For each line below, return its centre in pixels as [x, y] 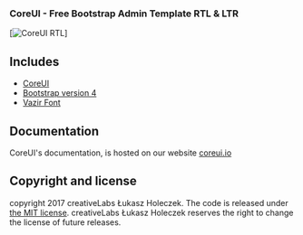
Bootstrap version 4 [59, 93]
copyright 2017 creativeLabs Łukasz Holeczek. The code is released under [149, 202]
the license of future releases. [65, 222]
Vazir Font [41, 103]
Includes [34, 61]
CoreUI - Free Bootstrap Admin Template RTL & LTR [124, 14]
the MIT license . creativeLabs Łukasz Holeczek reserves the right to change [151, 212]
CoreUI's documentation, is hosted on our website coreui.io [121, 153]
